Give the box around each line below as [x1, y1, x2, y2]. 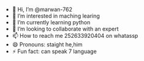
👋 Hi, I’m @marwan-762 [12, 6, 72, 13]
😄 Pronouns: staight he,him [12, 41, 83, 48]
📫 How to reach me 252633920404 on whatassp [12, 32, 138, 39]
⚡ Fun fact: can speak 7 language [12, 48, 97, 55]
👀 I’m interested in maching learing [12, 12, 100, 20]
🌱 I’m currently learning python [12, 19, 91, 26]
